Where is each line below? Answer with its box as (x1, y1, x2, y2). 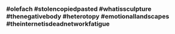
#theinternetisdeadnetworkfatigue (6, 20, 110, 28)
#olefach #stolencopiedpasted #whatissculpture (6, 5, 152, 13)
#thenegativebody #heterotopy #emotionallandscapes (6, 12, 170, 20)
